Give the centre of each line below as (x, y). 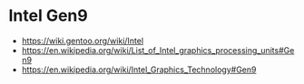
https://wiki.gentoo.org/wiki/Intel (83, 41)
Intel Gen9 (48, 16)
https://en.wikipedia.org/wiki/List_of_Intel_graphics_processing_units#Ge (158, 50)
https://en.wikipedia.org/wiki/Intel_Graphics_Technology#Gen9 (139, 70)
